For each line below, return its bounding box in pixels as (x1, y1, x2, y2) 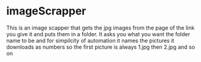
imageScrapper (6, 4, 86, 18)
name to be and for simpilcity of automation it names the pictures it (6, 37, 175, 44)
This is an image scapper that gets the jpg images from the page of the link (6, 24, 195, 31)
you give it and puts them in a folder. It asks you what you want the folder (6, 30, 191, 37)
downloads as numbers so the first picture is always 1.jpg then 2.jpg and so (6, 43, 196, 51)
